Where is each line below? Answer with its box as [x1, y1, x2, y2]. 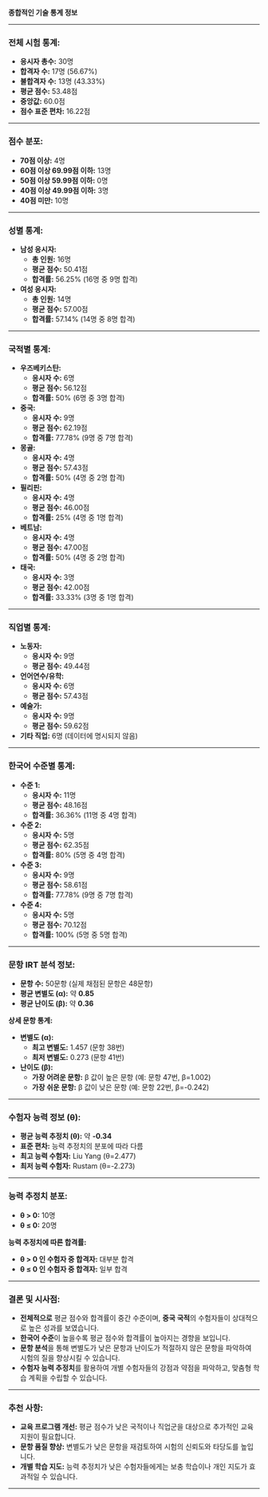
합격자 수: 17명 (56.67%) [19, 67, 98, 77]
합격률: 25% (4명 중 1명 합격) [31, 513, 124, 522]
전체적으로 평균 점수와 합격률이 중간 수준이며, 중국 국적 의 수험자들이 [19, 1313, 231, 1322]
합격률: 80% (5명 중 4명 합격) [31, 849, 125, 860]
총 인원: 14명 [31, 294, 72, 304]
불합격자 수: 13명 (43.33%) [19, 77, 105, 86]
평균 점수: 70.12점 [31, 920, 88, 929]
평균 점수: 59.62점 [31, 721, 89, 731]
